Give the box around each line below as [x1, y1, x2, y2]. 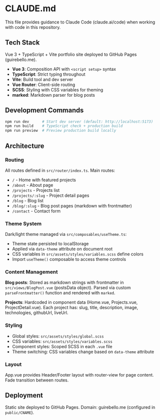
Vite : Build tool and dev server [12, 76, 73, 82]
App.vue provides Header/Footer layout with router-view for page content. [5, 372, 154, 378]
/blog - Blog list [12, 197, 44, 203]
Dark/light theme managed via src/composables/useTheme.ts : [5, 231, 127, 237]
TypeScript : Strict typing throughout [12, 71, 86, 77]
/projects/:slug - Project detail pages [12, 192, 89, 198]
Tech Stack [5, 39, 40, 47]
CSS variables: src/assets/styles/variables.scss [12, 338, 113, 344]
